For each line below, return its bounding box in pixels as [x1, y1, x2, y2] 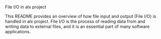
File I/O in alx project [5, 4, 47, 10]
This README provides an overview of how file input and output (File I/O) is [5, 13, 157, 19]
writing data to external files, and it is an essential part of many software [5, 24, 150, 29]
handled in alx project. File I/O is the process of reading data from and [5, 19, 145, 24]
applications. [5, 29, 31, 34]
